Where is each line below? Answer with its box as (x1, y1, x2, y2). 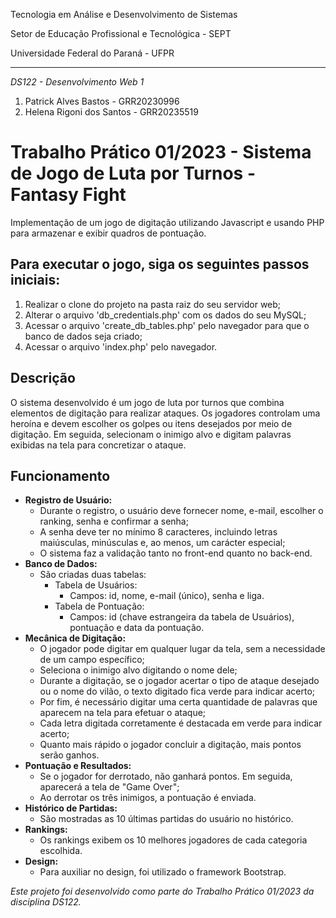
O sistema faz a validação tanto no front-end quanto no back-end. (39, 547, 313, 559)
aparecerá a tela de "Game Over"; (39, 781, 180, 793)
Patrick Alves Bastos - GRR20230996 (24, 95, 180, 107)
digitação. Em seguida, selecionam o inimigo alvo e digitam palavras (10, 428, 292, 440)
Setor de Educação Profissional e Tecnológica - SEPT (10, 28, 232, 39)
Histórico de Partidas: (24, 802, 118, 814)
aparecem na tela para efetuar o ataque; (39, 707, 207, 719)
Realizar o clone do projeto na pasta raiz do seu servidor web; (24, 298, 282, 310)
